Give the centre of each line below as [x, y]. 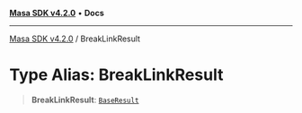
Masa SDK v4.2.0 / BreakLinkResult [75, 39]
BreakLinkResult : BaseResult [85, 100]
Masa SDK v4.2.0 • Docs [57, 13]
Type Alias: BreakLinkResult [116, 75]
